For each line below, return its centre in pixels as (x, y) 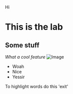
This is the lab (34, 27)
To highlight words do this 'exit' (37, 86)
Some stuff (22, 45)
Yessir (18, 77)
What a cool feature (25, 57)
